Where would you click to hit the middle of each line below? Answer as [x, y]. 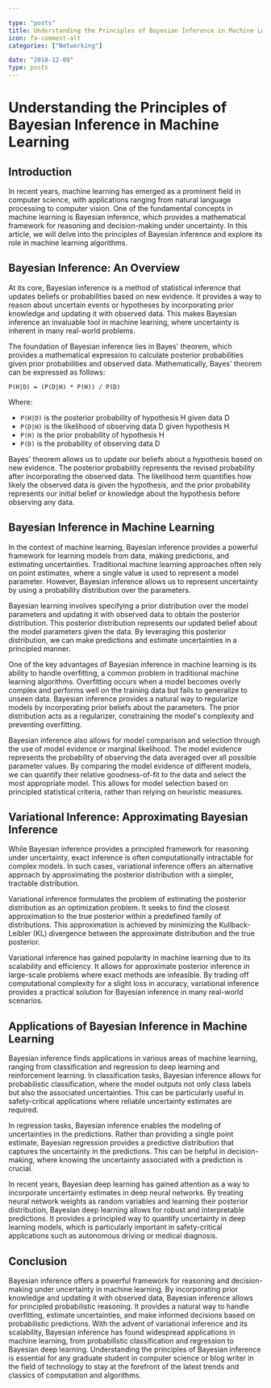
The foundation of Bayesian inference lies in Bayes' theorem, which [120, 346]
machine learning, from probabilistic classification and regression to [121, 1341]
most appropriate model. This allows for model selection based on [118, 783]
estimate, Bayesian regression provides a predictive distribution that [121, 1143]
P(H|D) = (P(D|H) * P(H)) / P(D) [65, 387]
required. [23, 1110]
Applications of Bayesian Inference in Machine [128, 1026]
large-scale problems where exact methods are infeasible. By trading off [129, 975]
